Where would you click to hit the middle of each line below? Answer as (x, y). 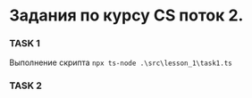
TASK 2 (26, 86)
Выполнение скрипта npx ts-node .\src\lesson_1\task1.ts (121, 62)
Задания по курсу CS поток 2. (126, 16)
